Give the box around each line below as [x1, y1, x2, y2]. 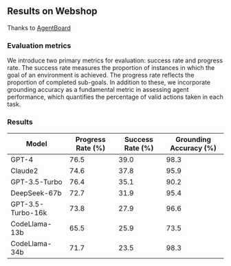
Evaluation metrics [7, 40, 71, 50]
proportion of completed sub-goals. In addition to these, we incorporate [7, 78, 211, 86]
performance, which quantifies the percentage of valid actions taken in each [7, 93, 223, 101]
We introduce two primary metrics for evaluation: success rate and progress [7, 56, 223, 64]
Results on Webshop [7, 5, 98, 17]
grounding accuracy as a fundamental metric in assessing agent [7, 86, 189, 94]
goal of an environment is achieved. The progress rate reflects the [7, 71, 195, 80]
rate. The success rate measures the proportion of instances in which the [7, 64, 215, 72]
